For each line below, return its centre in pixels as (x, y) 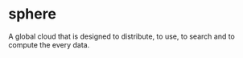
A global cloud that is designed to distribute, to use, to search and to (122, 36)
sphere (32, 14)
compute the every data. (49, 44)
